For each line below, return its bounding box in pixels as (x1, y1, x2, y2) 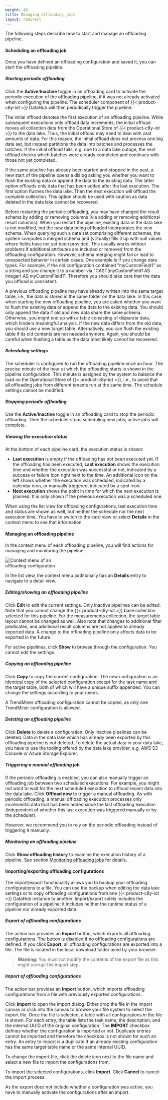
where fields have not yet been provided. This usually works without (5, 240, 146, 247)
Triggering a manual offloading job (5, 762, 80, 768)
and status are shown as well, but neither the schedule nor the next (5, 508, 144, 514)
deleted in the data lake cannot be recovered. (5, 199, 99, 205)
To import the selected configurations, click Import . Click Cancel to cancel (5, 1069, 159, 1075)
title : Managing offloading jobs (5, 12, 75, 17)
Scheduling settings (5, 348, 48, 354)
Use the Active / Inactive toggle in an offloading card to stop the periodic (5, 411, 154, 417)
